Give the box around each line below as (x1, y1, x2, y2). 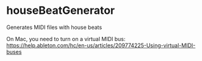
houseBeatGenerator (6, 4, 115, 18)
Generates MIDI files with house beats (6, 24, 103, 31)
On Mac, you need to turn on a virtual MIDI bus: (6, 35, 126, 42)
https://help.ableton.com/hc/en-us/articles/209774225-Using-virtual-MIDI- (6, 42, 196, 49)
